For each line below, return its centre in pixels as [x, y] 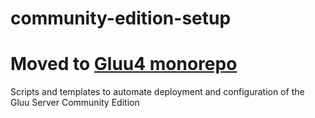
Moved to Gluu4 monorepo [124, 64]
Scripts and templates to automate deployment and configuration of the [157, 92]
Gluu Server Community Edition [75, 103]
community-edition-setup [121, 18]
